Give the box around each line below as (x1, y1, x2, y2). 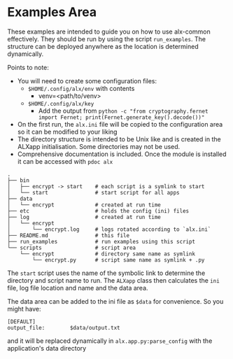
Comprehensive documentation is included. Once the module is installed (17, 150, 227, 158)
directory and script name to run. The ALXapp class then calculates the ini (7, 276, 220, 284)
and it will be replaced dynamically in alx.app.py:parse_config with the (7, 337, 213, 345)
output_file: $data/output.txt (7, 324, 120, 331)
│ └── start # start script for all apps (7, 189, 180, 196)
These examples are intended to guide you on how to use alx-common (7, 27, 211, 36)
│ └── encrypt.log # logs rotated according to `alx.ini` (7, 225, 211, 233)
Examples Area (7, 4, 97, 20)
